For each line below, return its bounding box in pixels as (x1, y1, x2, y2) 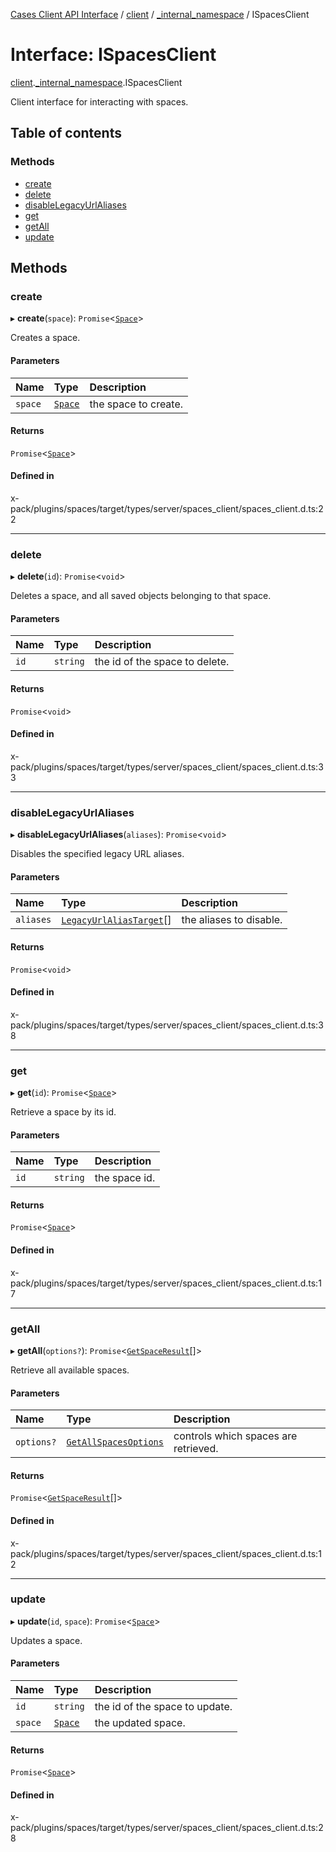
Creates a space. (10, 332, 81, 344)
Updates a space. (10, 1634, 83, 1646)
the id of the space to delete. (94, 655, 230, 669)
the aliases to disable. (181, 913, 283, 927)
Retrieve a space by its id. (10, 1106, 117, 1118)
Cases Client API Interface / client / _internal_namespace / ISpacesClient (10, 9, 310, 20)
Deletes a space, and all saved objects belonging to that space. (10, 590, 272, 602)
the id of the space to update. (94, 1700, 233, 1714)
